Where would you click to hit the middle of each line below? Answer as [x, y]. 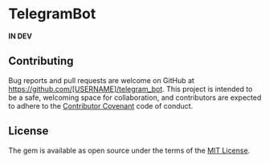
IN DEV [20, 36]
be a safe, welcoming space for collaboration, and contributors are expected [135, 97]
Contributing [41, 61]
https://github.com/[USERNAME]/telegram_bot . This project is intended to [130, 89]
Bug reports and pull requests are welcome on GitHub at [102, 80]
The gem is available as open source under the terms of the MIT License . [129, 150]
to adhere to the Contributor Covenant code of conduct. [101, 105]
